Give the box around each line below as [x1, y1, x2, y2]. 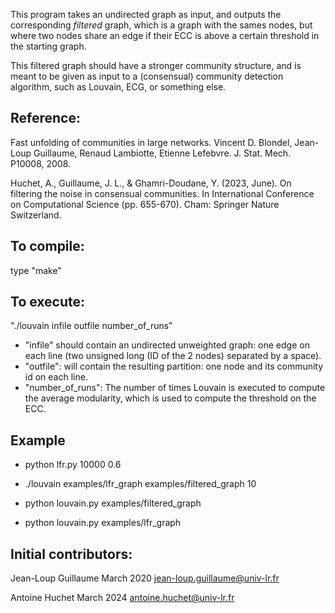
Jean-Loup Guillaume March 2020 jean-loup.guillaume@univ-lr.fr [10, 572, 280, 584]
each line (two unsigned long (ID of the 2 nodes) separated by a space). [24, 350, 322, 362]
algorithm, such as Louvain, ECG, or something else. [10, 81, 227, 93]
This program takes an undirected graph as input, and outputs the [10, 9, 282, 20]
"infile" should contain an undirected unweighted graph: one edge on [24, 339, 310, 351]
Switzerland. [10, 209, 62, 221]
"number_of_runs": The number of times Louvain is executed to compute [24, 382, 326, 394]
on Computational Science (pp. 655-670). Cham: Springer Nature [10, 198, 280, 210]
